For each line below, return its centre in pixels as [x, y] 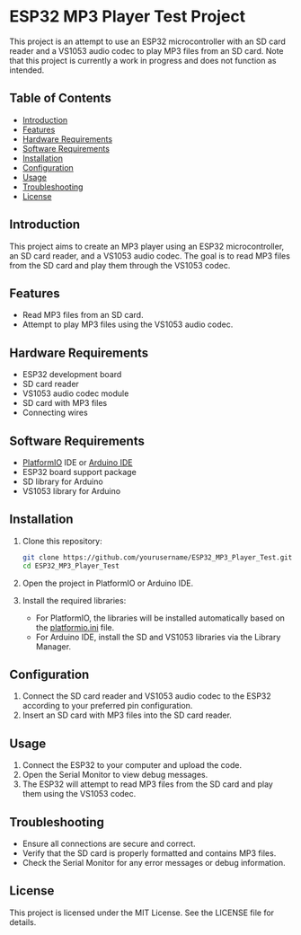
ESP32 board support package [79, 472]
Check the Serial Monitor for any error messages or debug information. [154, 863]
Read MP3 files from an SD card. [83, 315]
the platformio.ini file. [75, 627]
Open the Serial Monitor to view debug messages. [115, 775]
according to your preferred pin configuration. [107, 706]
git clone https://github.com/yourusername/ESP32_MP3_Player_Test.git [157, 557]
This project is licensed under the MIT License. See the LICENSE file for [142, 913]
